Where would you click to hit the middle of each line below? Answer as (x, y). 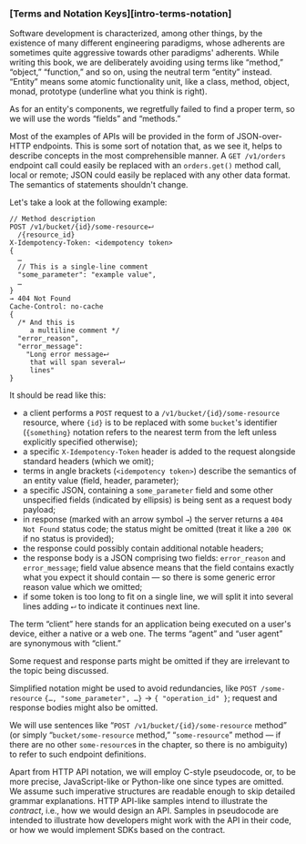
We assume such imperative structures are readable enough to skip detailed (153, 791)
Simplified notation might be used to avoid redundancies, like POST (133, 688)
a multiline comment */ (75, 330)
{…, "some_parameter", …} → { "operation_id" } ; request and (161, 698)
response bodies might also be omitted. (84, 707)
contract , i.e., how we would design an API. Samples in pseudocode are (144, 811)
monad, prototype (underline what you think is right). (108, 92)
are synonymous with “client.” (65, 644)
